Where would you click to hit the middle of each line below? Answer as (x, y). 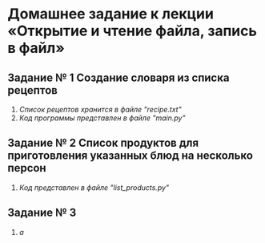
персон (27, 168)
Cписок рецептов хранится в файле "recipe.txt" (100, 109)
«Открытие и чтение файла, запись (132, 31)
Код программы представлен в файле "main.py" (102, 118)
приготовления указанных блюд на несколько (130, 156)
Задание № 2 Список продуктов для (103, 143)
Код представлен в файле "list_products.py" (94, 187)
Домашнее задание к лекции (110, 14)
